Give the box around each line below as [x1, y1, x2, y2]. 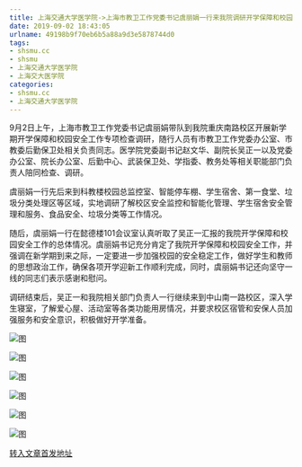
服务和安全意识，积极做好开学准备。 [16, 314, 151, 325]
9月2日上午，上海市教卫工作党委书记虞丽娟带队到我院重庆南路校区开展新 [9, 122, 280, 133]
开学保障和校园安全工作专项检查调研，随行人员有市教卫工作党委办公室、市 [16, 134, 293, 145]
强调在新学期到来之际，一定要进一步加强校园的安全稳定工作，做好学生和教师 [9, 251, 293, 261]
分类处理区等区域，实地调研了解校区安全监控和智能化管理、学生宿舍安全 [16, 198, 285, 208]
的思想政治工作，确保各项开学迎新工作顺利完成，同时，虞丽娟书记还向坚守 [9, 261, 285, 272]
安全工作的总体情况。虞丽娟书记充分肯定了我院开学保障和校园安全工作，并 [16, 239, 293, 250]
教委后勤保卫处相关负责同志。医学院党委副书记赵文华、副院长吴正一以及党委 [9, 145, 293, 155]
